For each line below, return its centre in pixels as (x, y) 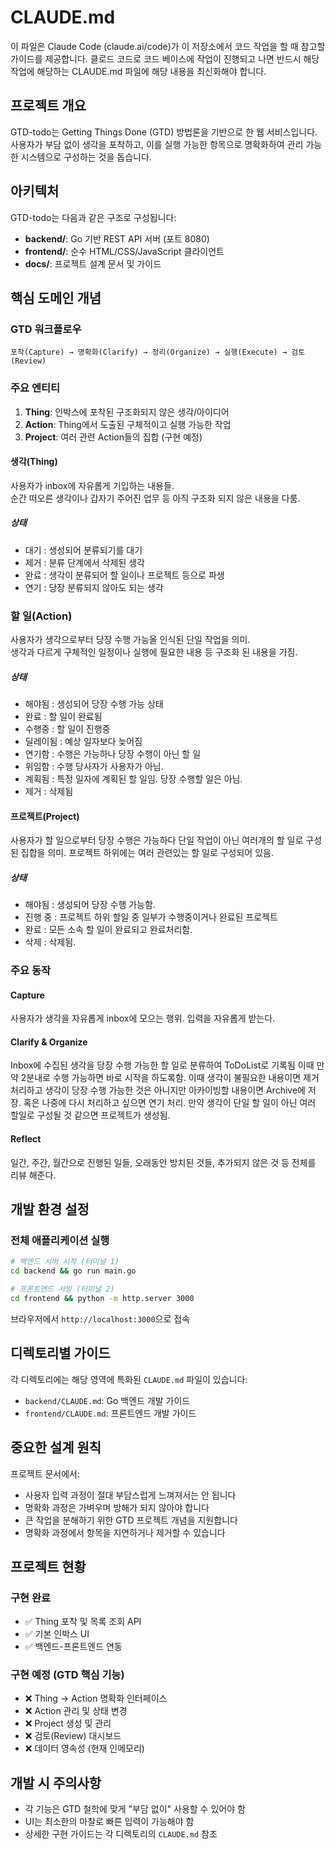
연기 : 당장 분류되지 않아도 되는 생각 (94, 587)
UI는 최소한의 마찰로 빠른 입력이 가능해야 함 (109, 1822)
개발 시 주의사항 (56, 1782)
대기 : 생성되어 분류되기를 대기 (83, 550)
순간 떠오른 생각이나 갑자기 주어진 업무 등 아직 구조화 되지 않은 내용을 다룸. (155, 498)
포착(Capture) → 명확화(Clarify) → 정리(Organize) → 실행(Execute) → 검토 (158, 352)
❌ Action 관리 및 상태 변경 (76, 1711)
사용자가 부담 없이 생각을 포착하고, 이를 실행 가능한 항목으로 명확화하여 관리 (157, 144)
